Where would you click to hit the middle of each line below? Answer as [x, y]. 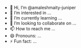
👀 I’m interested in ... [30, 13]
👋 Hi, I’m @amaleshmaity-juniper [43, 8]
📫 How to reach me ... [32, 29]
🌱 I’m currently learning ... [36, 18]
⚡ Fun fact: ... [23, 41]
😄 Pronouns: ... [26, 36]
